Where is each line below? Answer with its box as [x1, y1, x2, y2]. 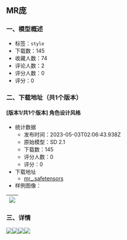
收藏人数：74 [14, 54, 48, 61]
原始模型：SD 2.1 [23, 138, 66, 145]
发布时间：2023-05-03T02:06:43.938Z [23, 130, 121, 138]
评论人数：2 [14, 62, 45, 69]
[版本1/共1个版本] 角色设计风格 [6, 109, 81, 116]
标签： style [14, 39, 45, 46]
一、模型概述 [6, 25, 44, 33]
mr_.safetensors [23, 174, 64, 182]
